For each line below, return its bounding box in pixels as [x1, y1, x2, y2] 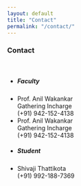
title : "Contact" [7, 17, 57, 23]
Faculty [16, 77, 40, 85]
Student [16, 147, 41, 155]
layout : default [7, 10, 54, 17]
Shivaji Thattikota [16, 164, 67, 172]
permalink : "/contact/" [7, 23, 76, 30]
